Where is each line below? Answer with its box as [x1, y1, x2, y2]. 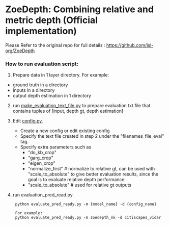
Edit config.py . [12, 118, 43, 124]
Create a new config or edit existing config [20, 128, 110, 134]
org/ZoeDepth [5, 47, 35, 54]
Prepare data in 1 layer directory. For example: [12, 72, 109, 78]
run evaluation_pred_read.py [12, 192, 73, 198]
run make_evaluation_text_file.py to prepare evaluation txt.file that [12, 103, 151, 109]
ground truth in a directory [12, 82, 68, 88]
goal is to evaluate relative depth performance [27, 177, 125, 183]
